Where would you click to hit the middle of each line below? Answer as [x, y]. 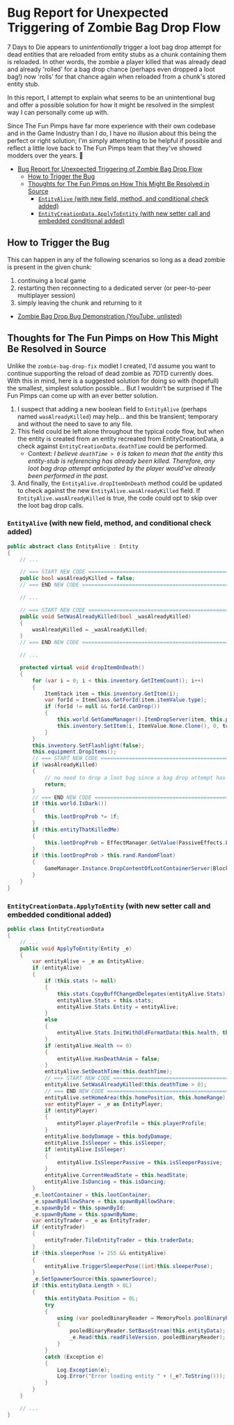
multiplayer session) [46, 295]
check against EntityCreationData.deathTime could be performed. [112, 446]
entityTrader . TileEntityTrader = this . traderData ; [119, 1240]
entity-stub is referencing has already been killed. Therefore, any [121, 461]
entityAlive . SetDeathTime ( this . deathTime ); [108, 1072]
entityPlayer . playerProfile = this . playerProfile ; [132, 1124]
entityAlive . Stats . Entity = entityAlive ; [118, 1007]
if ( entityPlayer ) [71, 1111]
